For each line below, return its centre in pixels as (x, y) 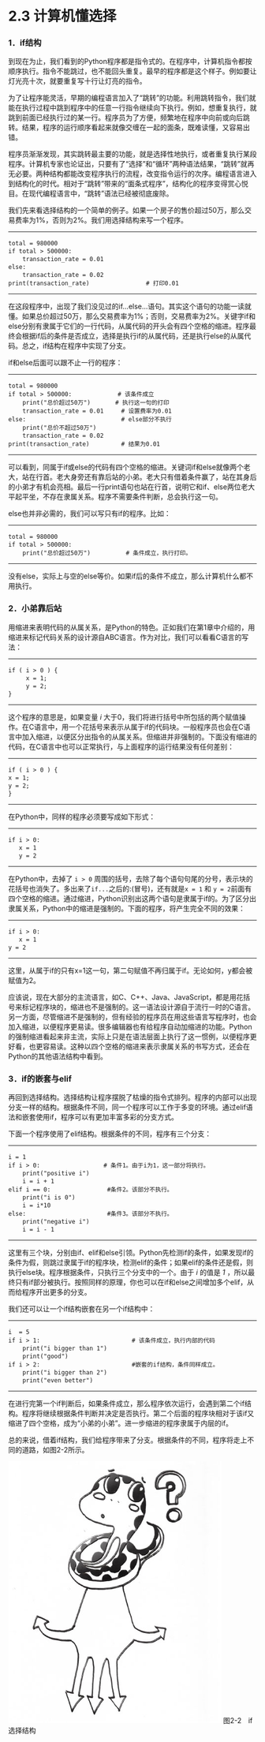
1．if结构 (25, 43)
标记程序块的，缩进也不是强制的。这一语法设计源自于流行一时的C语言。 (138, 1007)
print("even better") (58, 1381)
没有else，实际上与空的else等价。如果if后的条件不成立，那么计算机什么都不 (131, 576)
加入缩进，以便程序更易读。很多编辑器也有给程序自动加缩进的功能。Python (130, 1026)
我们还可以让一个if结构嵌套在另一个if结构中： (82, 1309)
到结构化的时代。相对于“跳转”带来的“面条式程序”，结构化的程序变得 (118, 184)
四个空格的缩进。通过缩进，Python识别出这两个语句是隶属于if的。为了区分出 (132, 898)
